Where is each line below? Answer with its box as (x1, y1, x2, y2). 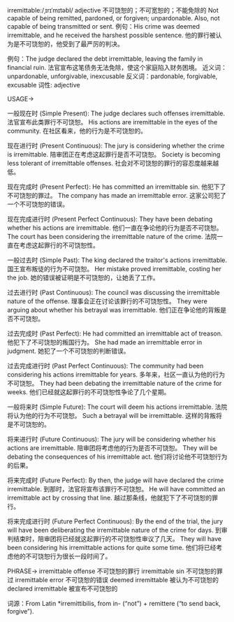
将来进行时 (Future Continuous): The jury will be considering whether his (7, 435, 217, 443)
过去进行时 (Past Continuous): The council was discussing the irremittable (7, 289, 220, 296)
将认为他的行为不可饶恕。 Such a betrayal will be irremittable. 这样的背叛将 (7, 412, 222, 419)
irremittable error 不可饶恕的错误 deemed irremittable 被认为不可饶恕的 (15, 576, 219, 584)
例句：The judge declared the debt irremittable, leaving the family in (7, 55, 203, 63)
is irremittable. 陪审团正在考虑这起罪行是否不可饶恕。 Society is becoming (7, 150, 221, 159)
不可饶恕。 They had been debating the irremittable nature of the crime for (7, 379, 222, 387)
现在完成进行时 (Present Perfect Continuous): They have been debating (7, 215, 213, 223)
